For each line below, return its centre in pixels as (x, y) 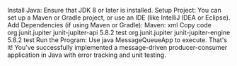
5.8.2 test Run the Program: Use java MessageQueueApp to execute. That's (117, 40)
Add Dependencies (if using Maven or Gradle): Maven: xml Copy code (110, 25)
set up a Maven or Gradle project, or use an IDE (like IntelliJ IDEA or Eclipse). (119, 18)
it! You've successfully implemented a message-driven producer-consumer (117, 47)
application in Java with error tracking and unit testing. (87, 55)
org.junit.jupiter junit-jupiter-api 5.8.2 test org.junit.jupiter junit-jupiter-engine (119, 32)
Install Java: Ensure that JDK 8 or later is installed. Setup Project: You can (114, 10)
